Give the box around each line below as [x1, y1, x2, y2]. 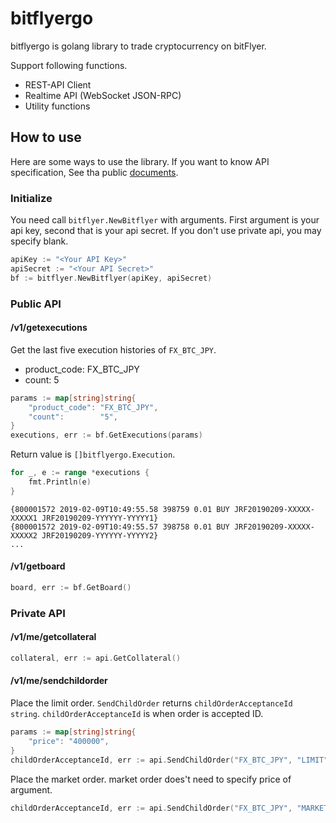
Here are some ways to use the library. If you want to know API [10, 155, 270, 167]
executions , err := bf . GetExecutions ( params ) [10, 430, 203, 441]
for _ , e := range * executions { [10, 468, 150, 478]
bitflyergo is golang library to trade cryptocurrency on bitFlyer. [10, 40, 267, 52]
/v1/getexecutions [10, 322, 88, 334]
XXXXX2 [10, 530, 38, 541]
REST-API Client [24, 78, 92, 91]
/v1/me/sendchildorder [10, 675, 108, 687]
